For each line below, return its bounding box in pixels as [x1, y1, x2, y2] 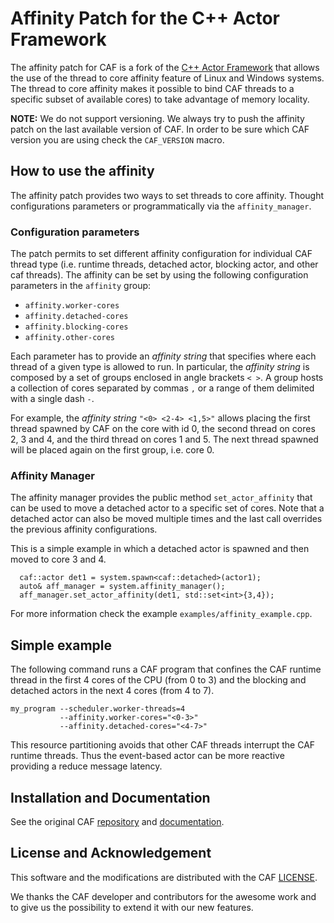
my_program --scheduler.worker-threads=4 [10, 704, 186, 714]
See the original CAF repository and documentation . [10, 815, 225, 827]
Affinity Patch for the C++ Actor [10, 7, 280, 30]
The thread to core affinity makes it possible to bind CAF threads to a [10, 82, 295, 94]
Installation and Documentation [10, 789, 211, 806]
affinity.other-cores [24, 333, 115, 343]
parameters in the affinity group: [10, 280, 152, 292]
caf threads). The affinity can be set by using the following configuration [10, 269, 309, 281]
